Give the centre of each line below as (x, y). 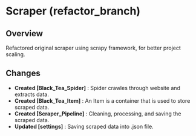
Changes (23, 73)
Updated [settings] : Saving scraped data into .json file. (84, 126)
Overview (24, 34)
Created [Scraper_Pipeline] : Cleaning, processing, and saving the (98, 114)
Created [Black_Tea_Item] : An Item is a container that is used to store (102, 100)
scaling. (15, 54)
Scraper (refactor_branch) (73, 11)
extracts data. (32, 94)
